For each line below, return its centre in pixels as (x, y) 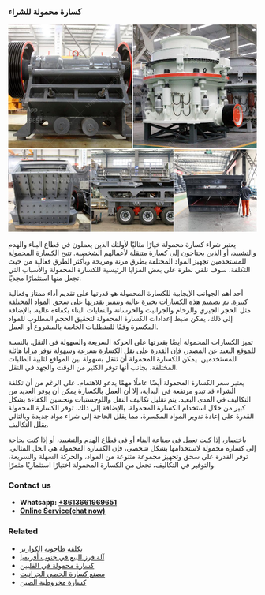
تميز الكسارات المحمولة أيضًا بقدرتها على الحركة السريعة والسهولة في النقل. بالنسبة (131, 342)
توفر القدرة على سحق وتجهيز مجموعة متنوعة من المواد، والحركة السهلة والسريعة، (128, 456)
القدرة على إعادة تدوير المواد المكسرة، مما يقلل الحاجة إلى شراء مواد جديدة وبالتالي (131, 416)
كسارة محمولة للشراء (45, 12)
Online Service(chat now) (62, 511)
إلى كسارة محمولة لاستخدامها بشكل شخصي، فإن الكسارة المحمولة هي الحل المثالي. (132, 447)
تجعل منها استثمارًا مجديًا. (45, 278)
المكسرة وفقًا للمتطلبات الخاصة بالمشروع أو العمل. (83, 327)
